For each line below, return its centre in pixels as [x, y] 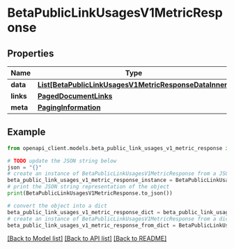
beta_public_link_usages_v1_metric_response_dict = [84, 212]
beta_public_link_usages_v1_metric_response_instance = [90, 180]
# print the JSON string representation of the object [88, 187]
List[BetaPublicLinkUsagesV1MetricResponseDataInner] [134, 85]
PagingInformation [69, 107]
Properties [31, 53]
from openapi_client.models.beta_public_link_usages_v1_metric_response [115, 148]
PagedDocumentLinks [75, 96]
